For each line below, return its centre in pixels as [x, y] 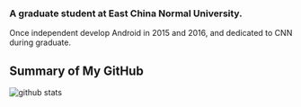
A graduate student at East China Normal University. [126, 13]
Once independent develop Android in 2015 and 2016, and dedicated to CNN [151, 33]
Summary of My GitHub [76, 71]
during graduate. [40, 42]
